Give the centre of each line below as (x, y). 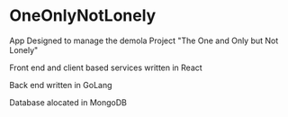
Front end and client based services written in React (106, 67)
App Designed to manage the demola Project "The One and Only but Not (144, 40)
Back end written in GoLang (61, 85)
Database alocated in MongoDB (68, 102)
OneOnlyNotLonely (83, 16)
